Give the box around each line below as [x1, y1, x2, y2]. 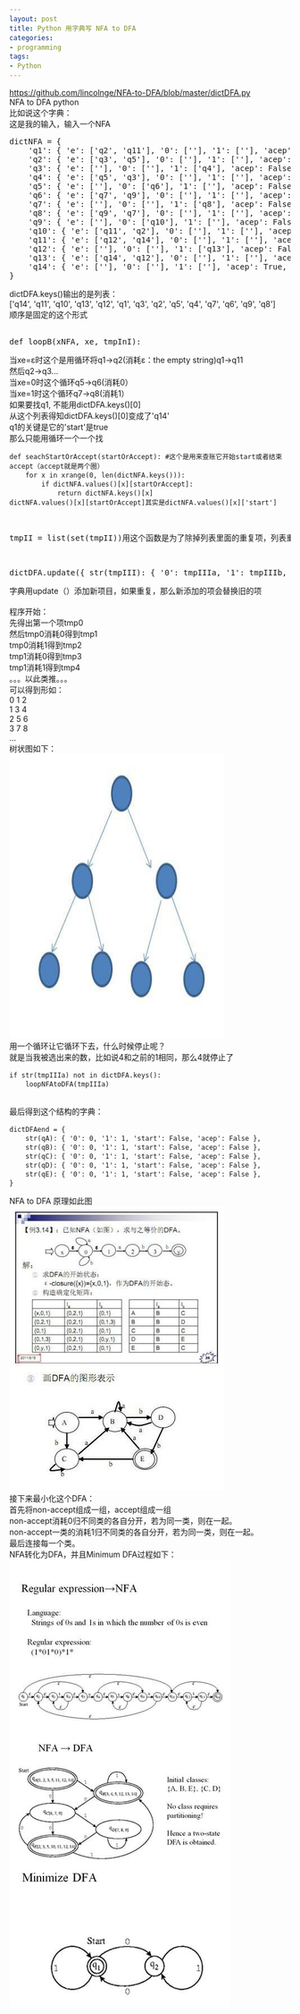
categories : [9, 33, 54, 42]
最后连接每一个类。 [9, 1538, 80, 1548]
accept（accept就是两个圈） [9, 462, 104, 471]
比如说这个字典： [9, 107, 72, 118]
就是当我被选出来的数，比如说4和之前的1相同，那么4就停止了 [9, 1052, 234, 1062]
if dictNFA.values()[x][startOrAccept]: [41, 480, 194, 489]
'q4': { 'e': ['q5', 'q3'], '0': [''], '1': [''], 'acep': [28, 173, 292, 183]
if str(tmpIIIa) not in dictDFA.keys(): [9, 1071, 162, 1080]
